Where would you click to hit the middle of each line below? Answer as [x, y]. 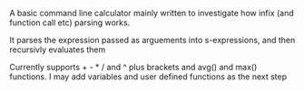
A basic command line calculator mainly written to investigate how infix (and [152, 13]
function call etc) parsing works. [70, 23]
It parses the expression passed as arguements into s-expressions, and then [152, 40]
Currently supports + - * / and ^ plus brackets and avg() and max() [133, 67]
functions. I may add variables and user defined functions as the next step [148, 77]
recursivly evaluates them [58, 50]
